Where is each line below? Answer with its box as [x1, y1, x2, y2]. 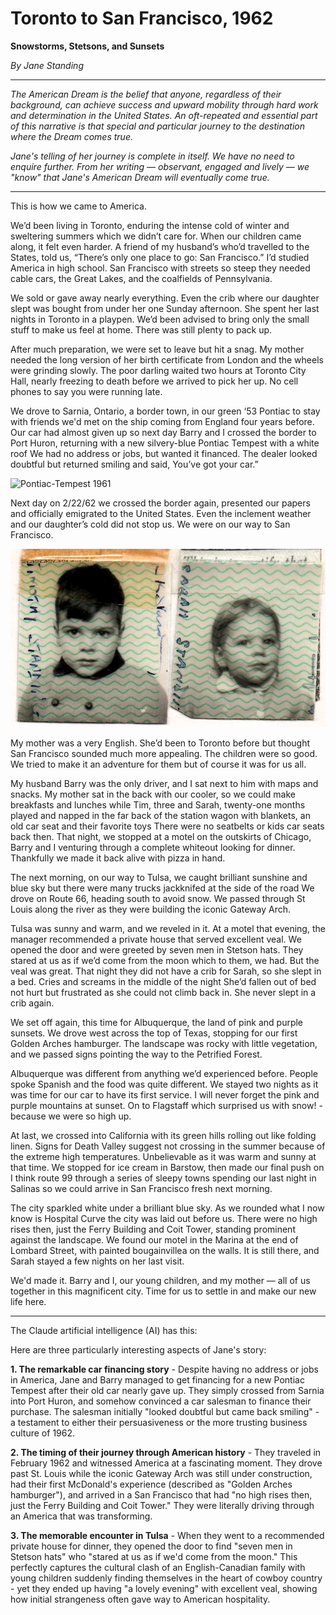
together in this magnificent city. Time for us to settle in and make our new [10, 1285, 317, 1297]
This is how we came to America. [10, 200, 147, 212]
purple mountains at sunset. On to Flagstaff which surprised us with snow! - [10, 1099, 323, 1111]
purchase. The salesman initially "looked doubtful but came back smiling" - [10, 1405, 320, 1417]
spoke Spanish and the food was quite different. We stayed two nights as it [10, 1078, 319, 1090]
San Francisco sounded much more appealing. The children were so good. [10, 747, 318, 759]
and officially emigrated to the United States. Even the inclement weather [10, 507, 312, 519]
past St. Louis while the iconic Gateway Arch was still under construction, [10, 1467, 313, 1479]
